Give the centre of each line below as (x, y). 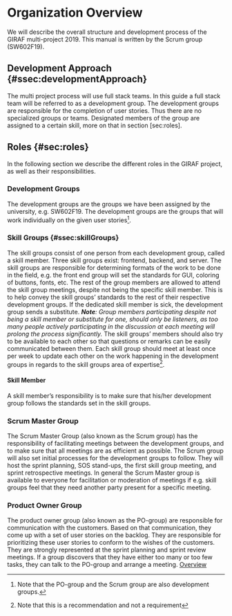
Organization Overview (75, 13)
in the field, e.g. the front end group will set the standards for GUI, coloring (113, 275)
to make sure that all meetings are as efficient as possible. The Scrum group (116, 451)
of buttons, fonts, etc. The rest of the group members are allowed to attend (114, 282)
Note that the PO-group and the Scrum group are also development (113, 585)
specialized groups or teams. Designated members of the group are (104, 118)
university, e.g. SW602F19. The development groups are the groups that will (115, 211)
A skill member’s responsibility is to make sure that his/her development (109, 395)
